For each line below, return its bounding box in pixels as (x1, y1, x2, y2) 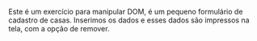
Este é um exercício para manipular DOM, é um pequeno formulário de (8, 7, 243, 16)
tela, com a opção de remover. (8, 24, 110, 33)
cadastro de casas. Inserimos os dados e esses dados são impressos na (8, 15, 250, 25)
